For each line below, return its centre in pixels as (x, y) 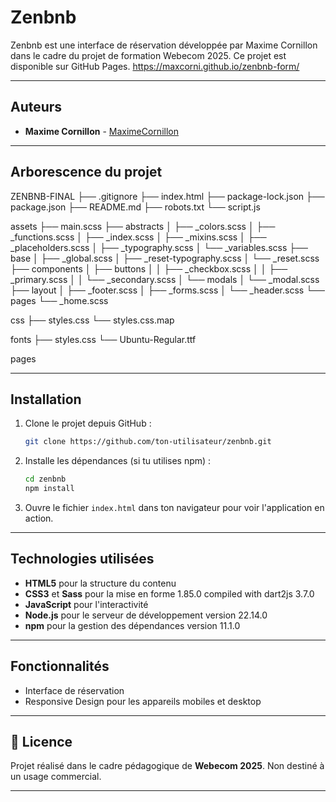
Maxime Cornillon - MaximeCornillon (101, 131)
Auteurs (36, 107)
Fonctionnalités (60, 666)
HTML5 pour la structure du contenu (100, 583)
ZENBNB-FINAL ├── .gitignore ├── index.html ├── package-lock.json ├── (167, 196)
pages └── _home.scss (59, 300)
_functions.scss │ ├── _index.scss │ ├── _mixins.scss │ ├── (138, 237)
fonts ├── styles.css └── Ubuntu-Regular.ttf (103, 339)
